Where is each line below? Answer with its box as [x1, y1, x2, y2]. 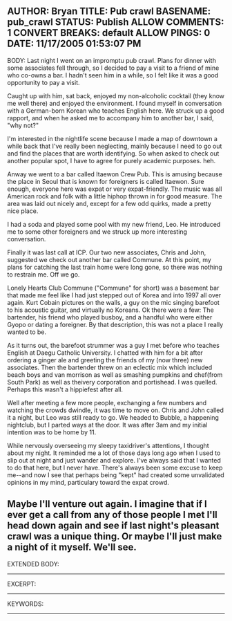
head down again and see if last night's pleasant [7, 520, 220, 532]
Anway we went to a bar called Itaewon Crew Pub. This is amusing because [7, 169, 222, 178]
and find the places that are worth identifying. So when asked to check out [7, 149, 220, 158]
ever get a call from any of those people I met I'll [7, 509, 217, 521]
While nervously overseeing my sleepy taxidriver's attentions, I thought [7, 441, 209, 449]
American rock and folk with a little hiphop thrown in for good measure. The [7, 192, 222, 200]
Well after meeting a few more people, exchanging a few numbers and [7, 398, 207, 407]
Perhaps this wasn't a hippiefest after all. [7, 385, 123, 393]
